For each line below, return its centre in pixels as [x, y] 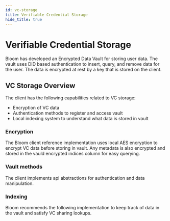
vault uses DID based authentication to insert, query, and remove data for [82, 64]
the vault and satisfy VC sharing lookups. [48, 213]
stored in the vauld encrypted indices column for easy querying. [73, 154]
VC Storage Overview [40, 85]
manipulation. [20, 183]
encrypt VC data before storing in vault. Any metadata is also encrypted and [85, 148]
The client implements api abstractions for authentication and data [75, 178]
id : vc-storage [21, 10]
